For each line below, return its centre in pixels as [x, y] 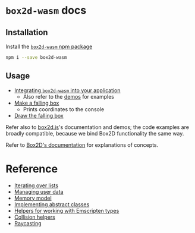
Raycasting [28, 223]
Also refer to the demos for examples [68, 96]
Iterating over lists [36, 185]
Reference [32, 169]
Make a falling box [37, 103]
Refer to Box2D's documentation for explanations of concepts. [82, 145]
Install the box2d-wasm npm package [49, 46]
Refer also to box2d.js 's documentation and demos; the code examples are [97, 127]
